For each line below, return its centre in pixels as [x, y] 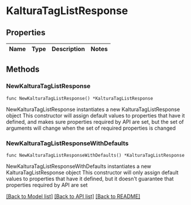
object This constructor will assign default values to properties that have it [95, 115]
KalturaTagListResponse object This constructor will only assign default [92, 172]
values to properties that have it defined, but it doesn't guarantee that [90, 179]
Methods [23, 70]
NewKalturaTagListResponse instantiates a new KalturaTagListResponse [93, 109]
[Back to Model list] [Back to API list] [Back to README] [73, 196]
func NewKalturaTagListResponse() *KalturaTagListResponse [80, 98]
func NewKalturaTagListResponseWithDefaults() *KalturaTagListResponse [95, 155]
